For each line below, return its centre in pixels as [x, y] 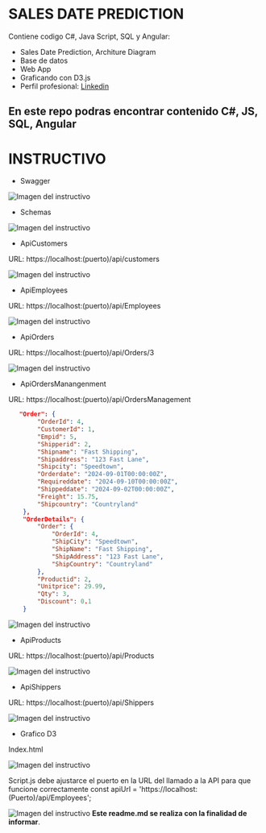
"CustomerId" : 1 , [66, 429]
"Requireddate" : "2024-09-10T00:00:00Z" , [108, 482]
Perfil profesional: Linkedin [64, 86]
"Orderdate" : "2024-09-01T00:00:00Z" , [102, 475]
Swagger [35, 181]
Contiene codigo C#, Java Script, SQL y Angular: [89, 36]
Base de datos [44, 60]
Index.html [26, 749]
